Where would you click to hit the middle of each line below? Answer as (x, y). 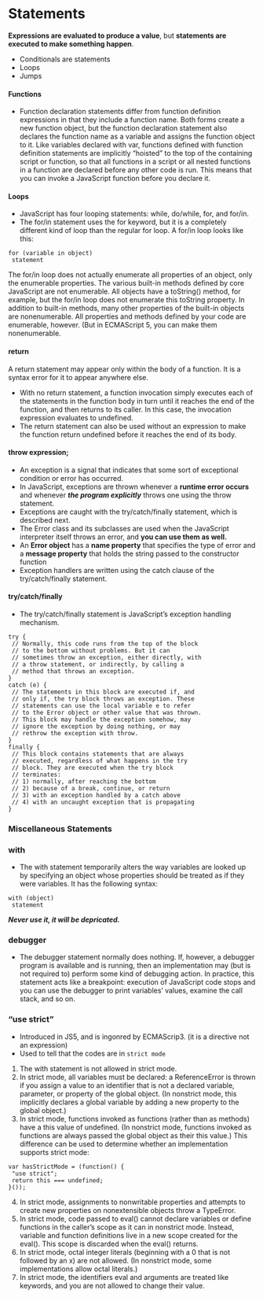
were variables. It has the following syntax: (89, 884)
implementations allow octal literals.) (79, 1269)
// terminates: (36, 775)
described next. (45, 520)
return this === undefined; (57, 1180)
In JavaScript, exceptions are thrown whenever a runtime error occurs (134, 486)
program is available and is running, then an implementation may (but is (135, 966)
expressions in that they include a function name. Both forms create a (132, 120)
